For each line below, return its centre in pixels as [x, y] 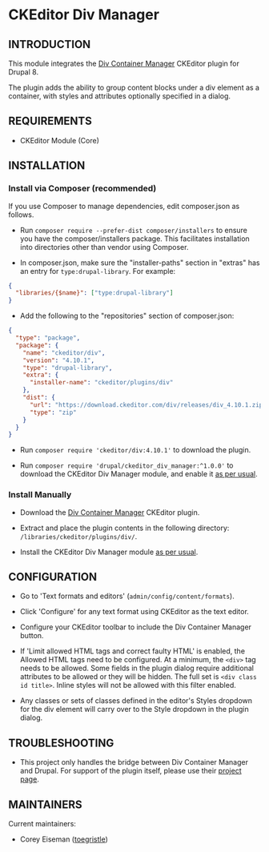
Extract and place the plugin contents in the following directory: [124, 528]
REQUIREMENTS [50, 121]
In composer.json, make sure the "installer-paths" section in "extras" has [140, 263]
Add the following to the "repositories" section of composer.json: [127, 316]
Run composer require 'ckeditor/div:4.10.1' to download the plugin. [135, 450]
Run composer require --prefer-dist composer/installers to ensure [134, 230]
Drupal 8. [23, 72]
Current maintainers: [42, 823]
